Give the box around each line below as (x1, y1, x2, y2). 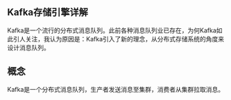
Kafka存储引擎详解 (7, 6, 89, 19)
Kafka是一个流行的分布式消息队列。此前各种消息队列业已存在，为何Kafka (7, 26, 216, 34)
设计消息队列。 (7, 43, 50, 52)
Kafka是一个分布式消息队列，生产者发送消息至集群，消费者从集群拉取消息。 (7, 85, 224, 93)
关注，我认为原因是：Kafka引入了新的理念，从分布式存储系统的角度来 (25, 34, 224, 43)
